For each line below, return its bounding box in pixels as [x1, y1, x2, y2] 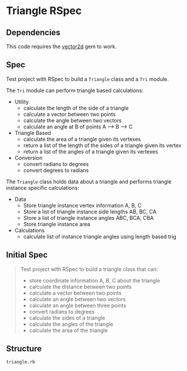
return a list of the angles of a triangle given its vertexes [23, 148, 158, 155]
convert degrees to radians [23, 166, 89, 173]
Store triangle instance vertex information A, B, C [23, 202, 142, 209]
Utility [14, 98, 29, 105]
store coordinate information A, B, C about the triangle [29, 277, 160, 284]
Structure [6, 344, 42, 354]
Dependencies [6, 28, 60, 38]
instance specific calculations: [6, 184, 79, 191]
